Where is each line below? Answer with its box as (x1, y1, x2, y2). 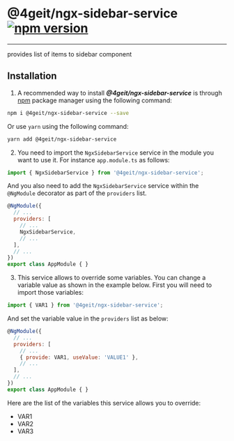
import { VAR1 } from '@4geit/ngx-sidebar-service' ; (7, 302, 164, 309)
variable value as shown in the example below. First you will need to (17, 281, 212, 289)
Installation (7, 70, 57, 82)
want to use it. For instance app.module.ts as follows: (17, 155, 170, 164)
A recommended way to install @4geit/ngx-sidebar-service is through (17, 88, 223, 97)
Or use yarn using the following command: (7, 122, 129, 130)
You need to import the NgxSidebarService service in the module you (17, 148, 214, 157)
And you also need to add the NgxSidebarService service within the (7, 182, 199, 190)
